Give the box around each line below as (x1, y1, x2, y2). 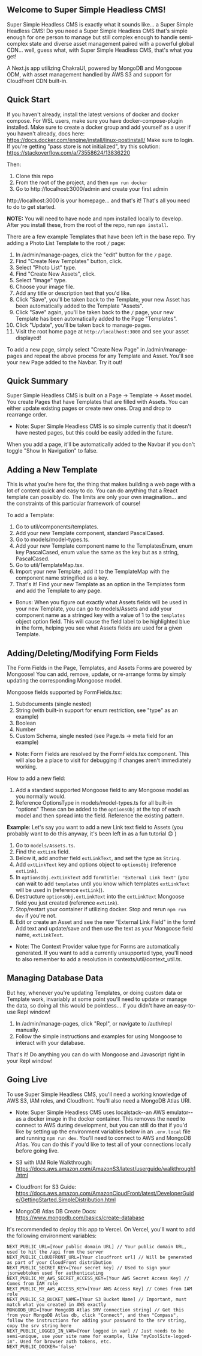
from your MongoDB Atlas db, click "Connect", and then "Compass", (7, 1312, 179, 1318)
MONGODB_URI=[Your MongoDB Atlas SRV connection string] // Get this (7, 1307, 185, 1313)
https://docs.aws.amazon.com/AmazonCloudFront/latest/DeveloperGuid (15, 1189, 194, 1197)
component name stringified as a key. (15, 574, 108, 581)
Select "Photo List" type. (15, 264, 77, 271)
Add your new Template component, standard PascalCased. (15, 530, 164, 537)
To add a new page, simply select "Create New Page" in (7, 345, 146, 353)
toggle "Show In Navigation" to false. (7, 447, 98, 454)
